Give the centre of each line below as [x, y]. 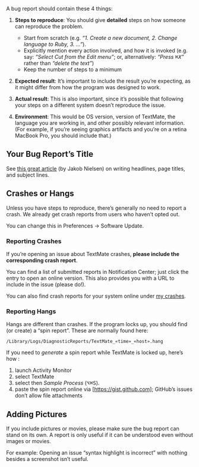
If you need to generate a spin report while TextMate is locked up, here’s [95, 352]
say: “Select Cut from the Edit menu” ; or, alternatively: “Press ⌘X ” [104, 57]
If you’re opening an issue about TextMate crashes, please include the [93, 254]
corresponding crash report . [42, 260]
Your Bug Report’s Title [50, 154]
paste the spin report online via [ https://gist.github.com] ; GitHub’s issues [104, 389]
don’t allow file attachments [49, 396]
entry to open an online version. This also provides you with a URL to [90, 278]
